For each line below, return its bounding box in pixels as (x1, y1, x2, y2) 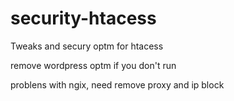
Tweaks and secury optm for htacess (10, 40, 164, 52)
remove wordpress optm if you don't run (10, 59, 177, 71)
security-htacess (10, 7, 157, 30)
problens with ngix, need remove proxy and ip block (10, 78, 225, 91)
